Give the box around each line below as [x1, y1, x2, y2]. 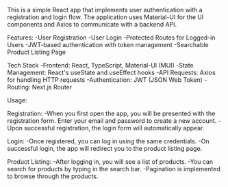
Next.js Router [31, 83, 73, 91]
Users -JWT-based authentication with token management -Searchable [7, 41, 209, 48]
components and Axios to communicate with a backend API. [7, 20, 177, 28]
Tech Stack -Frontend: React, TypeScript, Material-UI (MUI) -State [7, 61, 194, 69]
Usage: [7, 96, 27, 104]
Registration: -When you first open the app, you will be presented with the [7, 109, 216, 117]
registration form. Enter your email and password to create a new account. [7, 117, 217, 125]
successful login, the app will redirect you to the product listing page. [7, 145, 203, 152]
